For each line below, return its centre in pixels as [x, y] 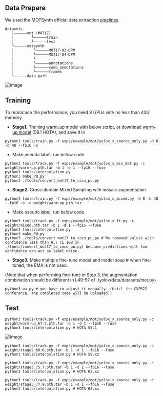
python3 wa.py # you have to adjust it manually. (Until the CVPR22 [76, 289]
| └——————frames [37, 71]
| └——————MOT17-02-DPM [43, 50]
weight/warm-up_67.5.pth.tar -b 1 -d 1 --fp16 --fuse [61, 324]
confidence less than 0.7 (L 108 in [42, 242]
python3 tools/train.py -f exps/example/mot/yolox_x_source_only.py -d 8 [82, 141]
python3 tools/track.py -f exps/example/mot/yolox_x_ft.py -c [70, 221]
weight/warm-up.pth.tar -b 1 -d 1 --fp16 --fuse [55, 168]
